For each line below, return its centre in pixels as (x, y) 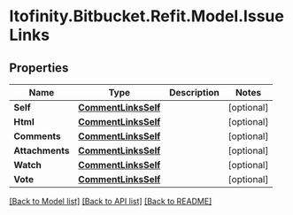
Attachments (42, 150)
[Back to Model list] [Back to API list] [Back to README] (111, 201)
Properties (39, 68)
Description (194, 92)
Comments (38, 136)
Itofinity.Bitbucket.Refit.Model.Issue (147, 16)
